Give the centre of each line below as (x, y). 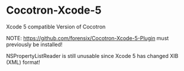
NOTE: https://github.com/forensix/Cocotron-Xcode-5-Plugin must (88, 38)
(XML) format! (23, 62)
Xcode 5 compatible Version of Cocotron (56, 27)
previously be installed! (34, 44)
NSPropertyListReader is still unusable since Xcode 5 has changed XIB (92, 56)
